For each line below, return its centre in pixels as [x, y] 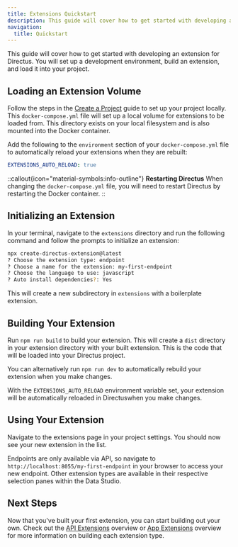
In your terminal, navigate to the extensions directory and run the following [116, 233]
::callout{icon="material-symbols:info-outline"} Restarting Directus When [115, 179]
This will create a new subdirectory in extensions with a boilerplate [104, 293]
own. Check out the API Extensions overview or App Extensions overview [114, 528]
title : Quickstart [41, 34]
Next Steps [32, 503]
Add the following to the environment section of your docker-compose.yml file [118, 145]
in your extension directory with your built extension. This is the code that [114, 347]
